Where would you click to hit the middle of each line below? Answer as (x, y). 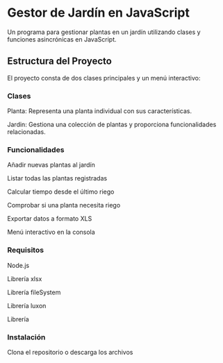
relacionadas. (27, 132)
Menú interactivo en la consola (51, 232)
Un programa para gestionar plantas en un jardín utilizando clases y (104, 32)
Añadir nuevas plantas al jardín (51, 165)
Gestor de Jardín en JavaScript (98, 13)
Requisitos (25, 250)
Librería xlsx (25, 278)
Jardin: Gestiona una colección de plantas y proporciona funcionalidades (112, 125)
